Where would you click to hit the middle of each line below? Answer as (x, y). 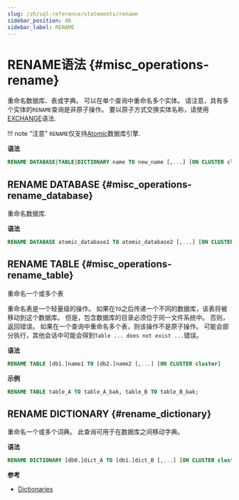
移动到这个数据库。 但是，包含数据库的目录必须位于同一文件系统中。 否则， (118, 317)
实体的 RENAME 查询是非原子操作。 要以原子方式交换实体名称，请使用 (111, 110)
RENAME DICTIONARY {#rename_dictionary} (110, 414)
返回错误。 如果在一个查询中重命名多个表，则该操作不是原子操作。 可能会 (115, 326)
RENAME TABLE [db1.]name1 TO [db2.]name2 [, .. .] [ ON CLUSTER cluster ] (114, 363)
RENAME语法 (47, 64)
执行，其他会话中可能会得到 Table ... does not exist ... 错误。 (108, 335)
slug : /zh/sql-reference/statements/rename (73, 14)
